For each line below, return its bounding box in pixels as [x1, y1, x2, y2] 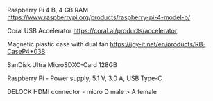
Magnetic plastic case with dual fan [7, 40, 109, 48]
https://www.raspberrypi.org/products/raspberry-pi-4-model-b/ [7, 13, 191, 21]
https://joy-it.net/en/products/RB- [110, 40, 206, 48]
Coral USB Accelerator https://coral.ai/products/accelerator [7, 27, 178, 35]
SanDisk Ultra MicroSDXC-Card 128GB [7, 61, 118, 68]
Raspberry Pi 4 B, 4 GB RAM [7, 6, 89, 14]
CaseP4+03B [7, 48, 46, 55]
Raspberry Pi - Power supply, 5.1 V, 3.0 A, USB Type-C [7, 74, 163, 82]
